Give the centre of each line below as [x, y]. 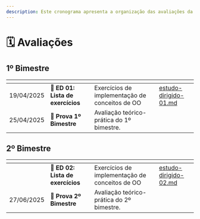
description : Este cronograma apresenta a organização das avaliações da [100, 12]
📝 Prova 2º [66, 196]
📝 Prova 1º [66, 116]
